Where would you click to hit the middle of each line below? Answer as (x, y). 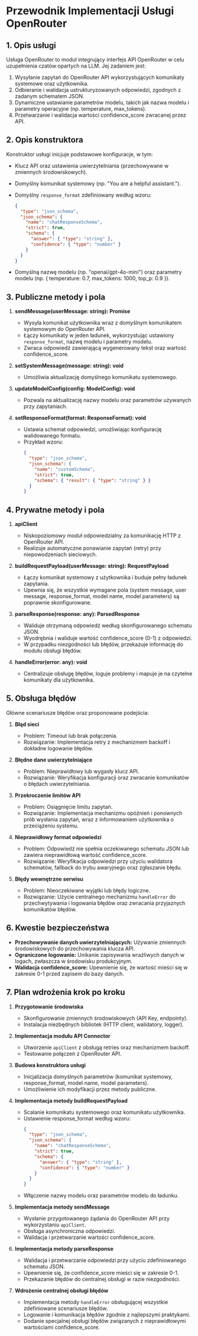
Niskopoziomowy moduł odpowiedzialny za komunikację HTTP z (102, 536)
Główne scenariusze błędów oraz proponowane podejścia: (77, 712)
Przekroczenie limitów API (48, 795)
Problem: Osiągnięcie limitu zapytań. (68, 807)
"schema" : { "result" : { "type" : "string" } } (93, 480)
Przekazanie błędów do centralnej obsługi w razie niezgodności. (102, 1279)
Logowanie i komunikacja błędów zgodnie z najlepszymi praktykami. (107, 1315)
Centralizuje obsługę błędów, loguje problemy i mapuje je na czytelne (108, 674)
